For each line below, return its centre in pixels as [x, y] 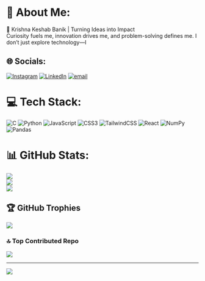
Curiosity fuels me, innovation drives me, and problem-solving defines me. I [102, 35]
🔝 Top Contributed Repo [43, 241]
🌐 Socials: [26, 61]
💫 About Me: [38, 12]
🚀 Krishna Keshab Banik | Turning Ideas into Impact [71, 29]
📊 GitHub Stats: [48, 155]
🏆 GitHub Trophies [44, 208]
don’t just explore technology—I [46, 42]
